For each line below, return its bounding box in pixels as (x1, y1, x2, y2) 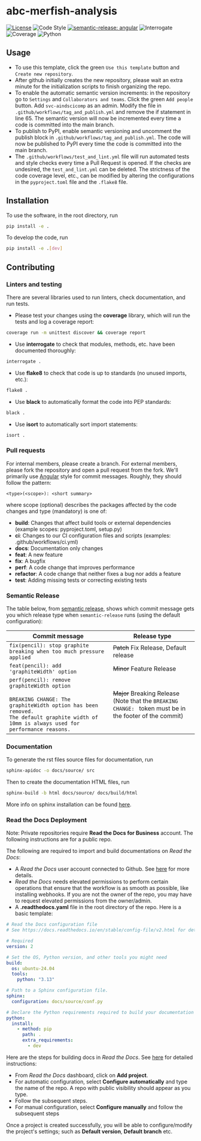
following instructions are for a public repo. (6, 836, 112, 843)
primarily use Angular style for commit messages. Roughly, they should (6, 472, 182, 480)
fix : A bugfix (14, 557, 46, 565)
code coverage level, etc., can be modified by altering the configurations (14, 172, 194, 179)
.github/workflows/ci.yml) (14, 538, 78, 545)
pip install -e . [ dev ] (6, 246, 63, 252)
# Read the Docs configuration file (6, 922, 98, 928)
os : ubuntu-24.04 (11, 965, 55, 971)
